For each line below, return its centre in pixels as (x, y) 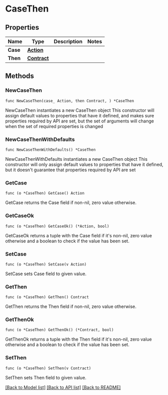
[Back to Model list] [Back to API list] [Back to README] (63, 387)
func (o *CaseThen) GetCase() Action (45, 193)
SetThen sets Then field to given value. (46, 377)
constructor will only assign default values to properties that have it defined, (84, 164)
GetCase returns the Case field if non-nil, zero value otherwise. (71, 203)
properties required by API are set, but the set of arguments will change (80, 121)
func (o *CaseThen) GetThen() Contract (47, 297)
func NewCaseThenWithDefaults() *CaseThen (50, 150)
